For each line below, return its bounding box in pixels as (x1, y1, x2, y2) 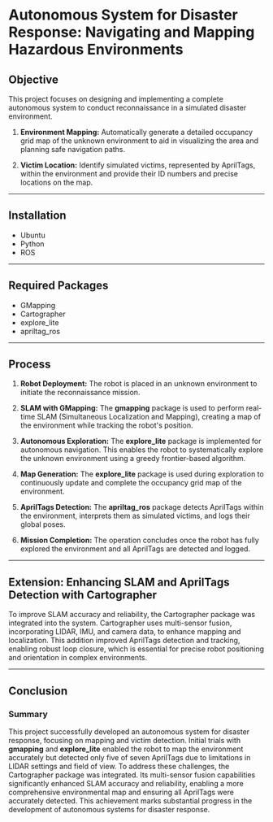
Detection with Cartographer (8, 588, 157, 602)
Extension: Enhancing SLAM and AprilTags (8, 575, 230, 589)
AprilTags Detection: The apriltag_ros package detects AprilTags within (19, 502, 264, 512)
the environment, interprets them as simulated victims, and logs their (19, 511, 250, 521)
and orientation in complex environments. (8, 653, 148, 663)
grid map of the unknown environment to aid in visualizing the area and (19, 136, 258, 146)
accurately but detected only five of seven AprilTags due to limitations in (8, 752, 251, 762)
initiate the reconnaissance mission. (19, 388, 141, 398)
